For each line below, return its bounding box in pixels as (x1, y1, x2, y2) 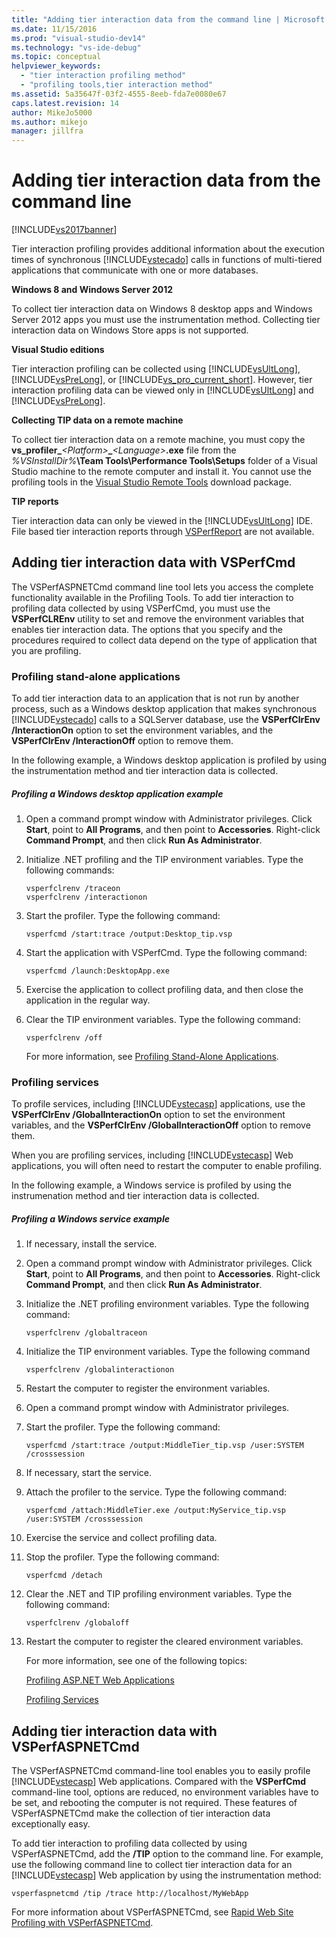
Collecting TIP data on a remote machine (11, 414, 184, 426)
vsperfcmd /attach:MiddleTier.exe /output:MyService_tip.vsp (25, 1506, 287, 1516)
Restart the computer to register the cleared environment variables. (25, 1636, 304, 1648)
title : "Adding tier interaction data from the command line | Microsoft (11, 14, 326, 25)
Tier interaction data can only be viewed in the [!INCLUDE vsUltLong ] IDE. (11, 515, 313, 527)
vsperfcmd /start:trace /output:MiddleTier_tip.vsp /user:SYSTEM (25, 1441, 304, 1451)
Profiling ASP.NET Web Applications (25, 1674, 175, 1686)
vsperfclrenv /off (25, 1033, 103, 1043)
